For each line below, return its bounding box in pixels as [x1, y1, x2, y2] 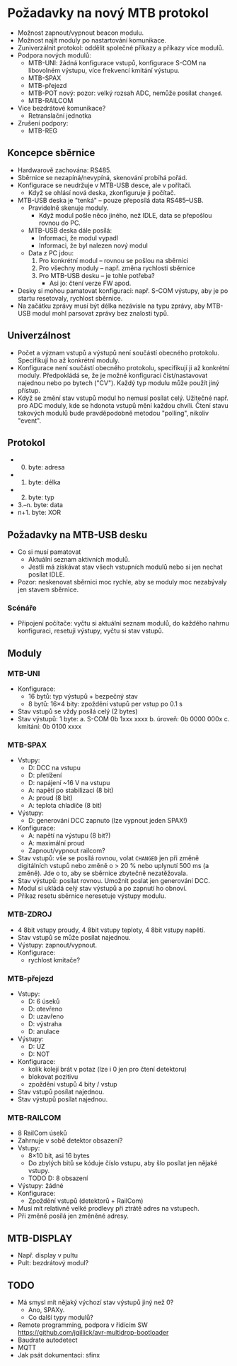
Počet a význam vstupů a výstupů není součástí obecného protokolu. [17, 348, 219, 357]
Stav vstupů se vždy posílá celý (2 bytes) [17, 707, 138, 716]
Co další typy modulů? [28, 1313, 93, 1321]
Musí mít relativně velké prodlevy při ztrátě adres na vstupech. [17, 1204, 200, 1213]
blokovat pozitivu [28, 1072, 79, 1081]
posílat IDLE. [28, 570, 65, 579]
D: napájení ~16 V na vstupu [28, 779, 110, 787]
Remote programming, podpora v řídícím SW [17, 1321, 148, 1329]
